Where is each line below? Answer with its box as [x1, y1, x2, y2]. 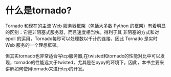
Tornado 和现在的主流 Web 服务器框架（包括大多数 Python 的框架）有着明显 [5, 23, 166, 29]
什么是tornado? [5, 5, 72, 16]
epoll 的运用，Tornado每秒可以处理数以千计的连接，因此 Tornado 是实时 [5, 35, 158, 42]
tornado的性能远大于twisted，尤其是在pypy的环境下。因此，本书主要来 [14, 59, 164, 65]
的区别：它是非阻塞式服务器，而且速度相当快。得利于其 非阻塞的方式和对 [5, 29, 159, 35]
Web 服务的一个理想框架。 [5, 42, 61, 48]
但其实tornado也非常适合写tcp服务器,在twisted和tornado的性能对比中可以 [5, 52, 161, 59]
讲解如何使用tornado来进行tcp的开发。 [5, 65, 87, 72]
